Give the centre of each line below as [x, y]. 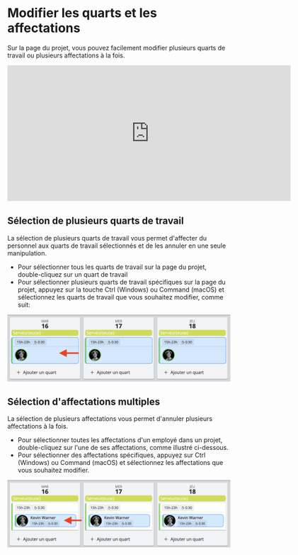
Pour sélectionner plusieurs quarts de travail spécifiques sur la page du [122, 282]
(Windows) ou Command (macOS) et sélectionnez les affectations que [120, 463]
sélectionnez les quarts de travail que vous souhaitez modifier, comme [120, 297]
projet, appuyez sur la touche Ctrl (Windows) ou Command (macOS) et [121, 290]
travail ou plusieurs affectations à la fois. [66, 55]
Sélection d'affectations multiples [84, 401]
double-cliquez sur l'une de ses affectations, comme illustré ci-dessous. [123, 448]
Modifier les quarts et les [82, 13]
